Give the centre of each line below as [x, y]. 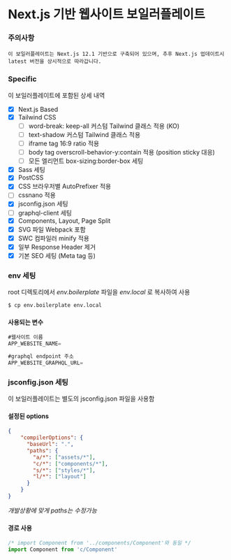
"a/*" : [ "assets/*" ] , [65, 457]
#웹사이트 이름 [25, 337]
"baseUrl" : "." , [50, 445]
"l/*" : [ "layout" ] [60, 477]
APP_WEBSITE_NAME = [35, 344]
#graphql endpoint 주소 [41, 357]
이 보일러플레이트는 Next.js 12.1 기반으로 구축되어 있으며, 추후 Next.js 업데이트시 [116, 54]
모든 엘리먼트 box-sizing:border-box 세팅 [86, 161]
